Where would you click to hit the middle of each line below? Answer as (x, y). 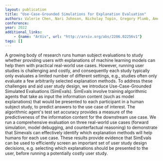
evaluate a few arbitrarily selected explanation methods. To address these (79, 81)
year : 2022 (16, 28)
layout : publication (26, 9)
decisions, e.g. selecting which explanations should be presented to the (77, 148)
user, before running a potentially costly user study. (57, 153)
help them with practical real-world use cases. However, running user (75, 65)
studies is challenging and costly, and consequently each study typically (77, 71)
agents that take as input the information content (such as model (70, 96)
